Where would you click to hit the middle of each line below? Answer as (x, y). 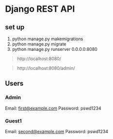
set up (15, 27)
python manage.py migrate (39, 44)
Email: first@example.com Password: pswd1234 (53, 108)
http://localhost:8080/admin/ (46, 68)
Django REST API (40, 9)
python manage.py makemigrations (47, 39)
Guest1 (13, 121)
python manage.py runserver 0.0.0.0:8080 (55, 49)
